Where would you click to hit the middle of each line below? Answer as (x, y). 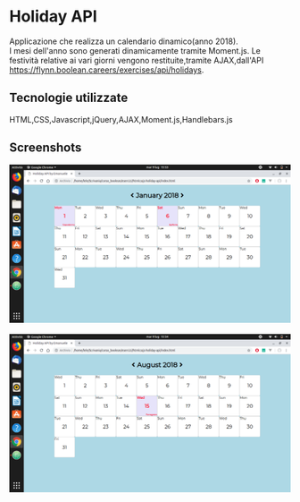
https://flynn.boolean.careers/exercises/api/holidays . (107, 70)
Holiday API (54, 17)
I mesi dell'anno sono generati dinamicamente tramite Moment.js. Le (135, 50)
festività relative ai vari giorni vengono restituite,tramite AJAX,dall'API (137, 60)
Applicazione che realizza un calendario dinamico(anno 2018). (124, 41)
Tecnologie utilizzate (69, 98)
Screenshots (46, 148)
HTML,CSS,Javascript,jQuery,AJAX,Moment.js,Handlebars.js (121, 119)
